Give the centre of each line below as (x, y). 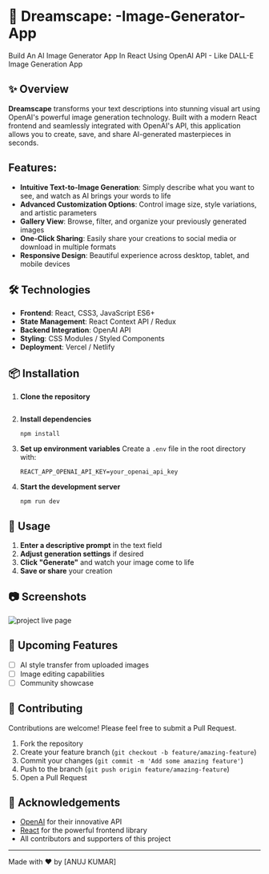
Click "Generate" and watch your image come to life (107, 562)
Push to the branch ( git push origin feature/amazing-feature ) (124, 769)
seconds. (24, 143)
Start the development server (70, 487)
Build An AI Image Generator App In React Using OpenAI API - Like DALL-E (131, 55)
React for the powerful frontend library (84, 830)
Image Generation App (46, 64)
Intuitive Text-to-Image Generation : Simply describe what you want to (137, 187)
